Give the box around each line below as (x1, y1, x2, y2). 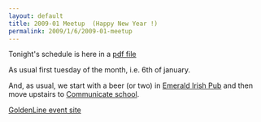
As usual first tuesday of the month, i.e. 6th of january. (8, 65, 191, 75)
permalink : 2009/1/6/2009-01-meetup (8, 27, 133, 35)
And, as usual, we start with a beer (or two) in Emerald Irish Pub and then (8, 81, 254, 90)
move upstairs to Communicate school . (8, 89, 140, 99)
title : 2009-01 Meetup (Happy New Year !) (8, 20, 159, 28)
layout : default (8, 11, 63, 20)
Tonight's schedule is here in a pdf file (8, 50, 137, 59)
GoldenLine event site (8, 105, 81, 115)
